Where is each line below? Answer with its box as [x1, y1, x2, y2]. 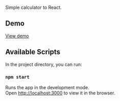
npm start [5, 74, 30, 80]
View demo [5, 33, 29, 39]
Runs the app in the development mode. [5, 84, 89, 90]
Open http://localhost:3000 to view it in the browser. [5, 90, 115, 96]
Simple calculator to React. [5, 5, 62, 10]
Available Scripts [5, 48, 60, 56]
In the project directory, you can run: [5, 61, 82, 67]
